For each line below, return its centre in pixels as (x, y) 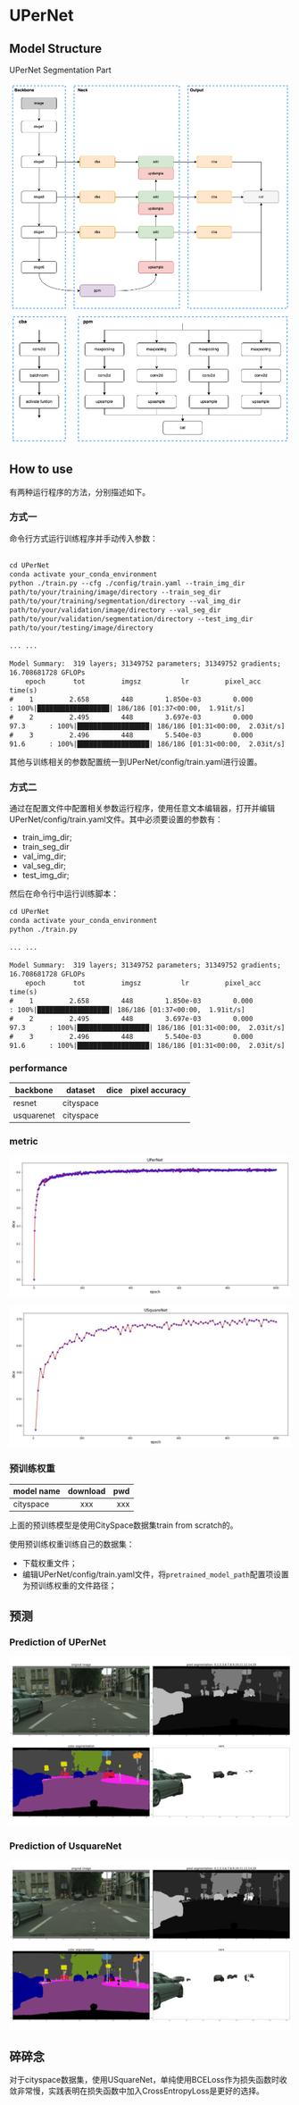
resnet (25, 1103)
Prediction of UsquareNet (66, 1846)
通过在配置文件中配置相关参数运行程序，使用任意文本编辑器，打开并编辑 (142, 809)
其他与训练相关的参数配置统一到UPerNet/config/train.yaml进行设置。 (136, 761)
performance (38, 1069)
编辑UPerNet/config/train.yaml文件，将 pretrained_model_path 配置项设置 (156, 1574)
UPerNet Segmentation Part (60, 70)
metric (24, 1141)
